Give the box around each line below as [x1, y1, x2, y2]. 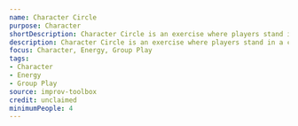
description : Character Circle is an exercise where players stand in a [9, 37, 284, 47]
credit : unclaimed [9, 95, 77, 105]
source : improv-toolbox [9, 87, 98, 96]
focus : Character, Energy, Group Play [9, 46, 153, 55]
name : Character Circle [9, 12, 98, 22]
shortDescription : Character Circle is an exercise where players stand [9, 29, 284, 38]
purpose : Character [9, 21, 82, 30]
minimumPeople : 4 [9, 104, 74, 113]
